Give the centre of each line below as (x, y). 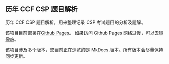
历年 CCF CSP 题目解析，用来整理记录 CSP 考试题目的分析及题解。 (76, 22)
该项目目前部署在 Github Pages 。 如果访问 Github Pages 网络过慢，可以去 (82, 33)
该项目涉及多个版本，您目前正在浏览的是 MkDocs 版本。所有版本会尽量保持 (84, 50)
